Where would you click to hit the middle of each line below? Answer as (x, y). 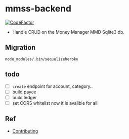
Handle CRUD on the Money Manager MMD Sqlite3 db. (68, 32)
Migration (21, 48)
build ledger (24, 97)
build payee (24, 92)
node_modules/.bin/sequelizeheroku (42, 59)
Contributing (25, 131)
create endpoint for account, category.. (52, 86)
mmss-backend (38, 9)
